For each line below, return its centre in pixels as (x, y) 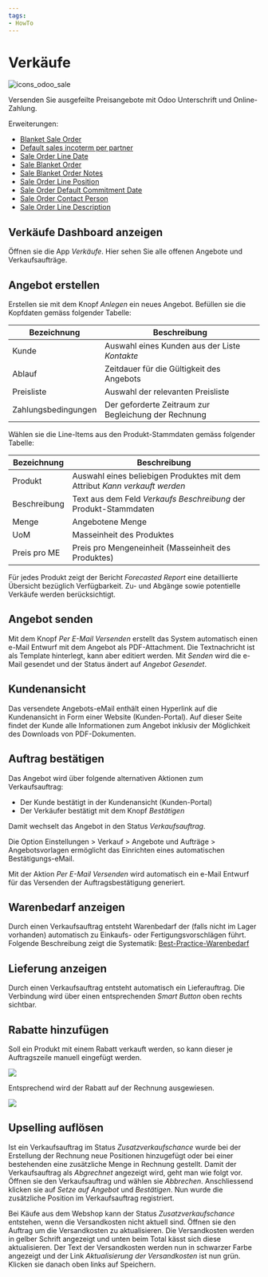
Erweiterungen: (33, 124)
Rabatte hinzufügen (59, 1030)
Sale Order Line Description (65, 207)
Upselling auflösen (56, 1128)
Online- (245, 100)
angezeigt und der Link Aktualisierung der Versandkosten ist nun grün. (124, 1255)
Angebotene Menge (110, 522)
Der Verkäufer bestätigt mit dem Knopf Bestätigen (102, 810)
